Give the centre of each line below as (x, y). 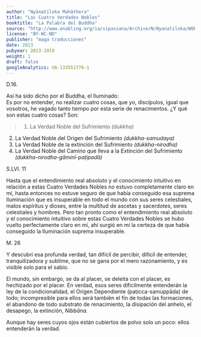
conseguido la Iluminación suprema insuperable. (66, 232)
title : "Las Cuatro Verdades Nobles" (53, 17)
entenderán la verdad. (33, 329)
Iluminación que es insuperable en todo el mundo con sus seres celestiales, (99, 200)
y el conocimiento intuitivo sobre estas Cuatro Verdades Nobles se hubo (95, 218)
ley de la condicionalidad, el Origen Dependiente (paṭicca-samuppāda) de (97, 292)
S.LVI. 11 (16, 169)
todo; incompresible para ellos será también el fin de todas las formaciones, (100, 298)
